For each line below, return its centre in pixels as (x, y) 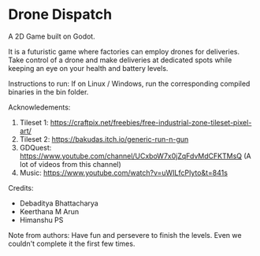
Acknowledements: (39, 107)
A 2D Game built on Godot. (52, 36)
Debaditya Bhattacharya (59, 203)
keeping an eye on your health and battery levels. (88, 68)
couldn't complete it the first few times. (72, 243)
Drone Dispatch (60, 15)
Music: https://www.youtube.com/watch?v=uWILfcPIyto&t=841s (124, 173)
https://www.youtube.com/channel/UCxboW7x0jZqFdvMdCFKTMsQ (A (135, 156)
